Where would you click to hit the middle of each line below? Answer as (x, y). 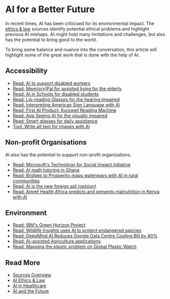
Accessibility (26, 71)
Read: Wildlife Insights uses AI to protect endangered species (77, 230)
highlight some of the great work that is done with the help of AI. (73, 55)
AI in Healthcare (29, 286)
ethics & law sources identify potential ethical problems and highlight (77, 28)
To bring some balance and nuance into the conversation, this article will (81, 49)
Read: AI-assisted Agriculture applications (57, 241)
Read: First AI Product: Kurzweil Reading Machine (64, 110)
